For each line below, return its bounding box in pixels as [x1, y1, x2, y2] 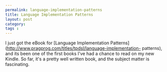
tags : [5, 26, 19, 31]
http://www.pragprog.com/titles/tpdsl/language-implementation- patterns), [7, 45, 162, 51]
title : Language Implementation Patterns [5, 12, 94, 17]
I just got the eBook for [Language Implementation [5, 40, 110, 46]
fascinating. [5, 61, 30, 67]
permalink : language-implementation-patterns [5, 7, 102, 13]
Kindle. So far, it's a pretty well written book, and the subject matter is [5, 56, 150, 62]
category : [5, 21, 26, 27]
